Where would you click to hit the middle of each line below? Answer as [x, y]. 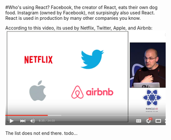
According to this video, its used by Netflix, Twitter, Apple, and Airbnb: [79, 28]
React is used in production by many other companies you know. [73, 18]
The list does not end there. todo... [41, 133]
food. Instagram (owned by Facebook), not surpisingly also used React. [80, 13]
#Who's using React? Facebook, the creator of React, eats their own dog [81, 7]
